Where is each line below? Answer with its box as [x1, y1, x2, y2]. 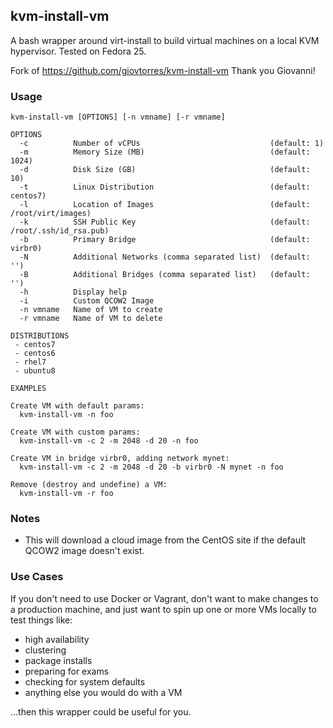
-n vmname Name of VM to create [19, 305, 163, 315]
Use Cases [10, 570, 64, 584]
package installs [24, 654, 93, 666]
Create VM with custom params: [10, 427, 141, 438]
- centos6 [14, 349, 56, 359]
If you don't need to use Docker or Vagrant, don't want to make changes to [10, 592, 319, 604]
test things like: [10, 614, 73, 626]
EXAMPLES [10, 384, 47, 394]
